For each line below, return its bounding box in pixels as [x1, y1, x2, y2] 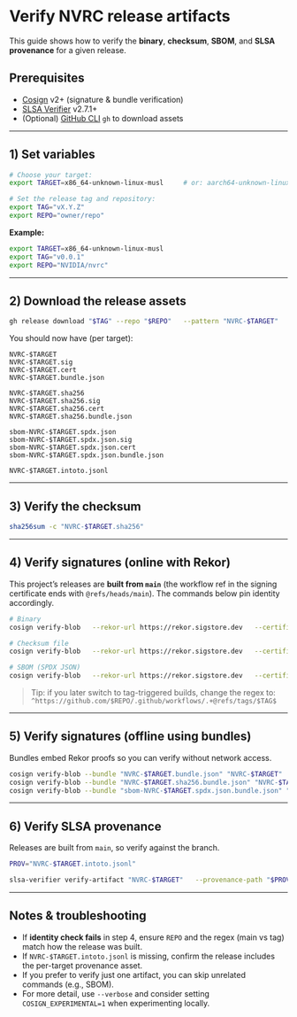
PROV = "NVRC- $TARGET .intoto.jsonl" [9, 859, 137, 869]
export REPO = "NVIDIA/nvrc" [9, 260, 109, 269]
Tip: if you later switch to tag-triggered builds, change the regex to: [30, 687, 276, 697]
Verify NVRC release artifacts [9, 6, 231, 27]
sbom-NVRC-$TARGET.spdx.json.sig [9, 436, 133, 445]
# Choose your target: [9, 170, 93, 179]
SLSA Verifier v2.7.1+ [21, 104, 98, 114]
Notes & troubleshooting [9, 908, 148, 923]
